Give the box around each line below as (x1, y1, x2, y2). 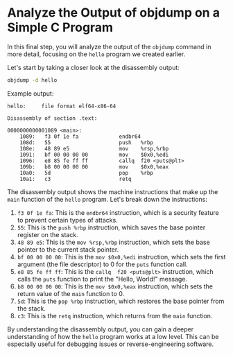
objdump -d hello (7, 76, 58, 84)
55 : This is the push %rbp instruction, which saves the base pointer (17, 223, 206, 232)
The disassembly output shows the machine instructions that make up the (7, 187, 218, 196)
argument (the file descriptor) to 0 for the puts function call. (17, 260, 189, 268)
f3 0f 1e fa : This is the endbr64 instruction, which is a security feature (17, 208, 220, 216)
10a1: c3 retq (19, 175, 132, 182)
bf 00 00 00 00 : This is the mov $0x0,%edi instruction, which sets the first (17, 252, 226, 261)
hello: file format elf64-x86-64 (7, 103, 116, 110)
